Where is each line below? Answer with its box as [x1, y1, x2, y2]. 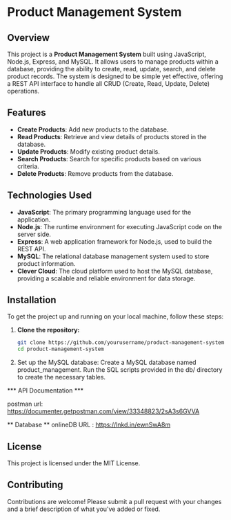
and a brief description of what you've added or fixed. [7, 505, 161, 513]
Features [7, 107, 46, 118]
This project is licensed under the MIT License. [7, 459, 141, 467]
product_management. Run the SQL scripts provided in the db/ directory [17, 366, 223, 374]
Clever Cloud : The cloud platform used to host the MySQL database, [17, 267, 213, 275]
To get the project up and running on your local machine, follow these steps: [7, 312, 224, 321]
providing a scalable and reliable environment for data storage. [17, 274, 196, 283]
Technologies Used [7, 190, 92, 201]
